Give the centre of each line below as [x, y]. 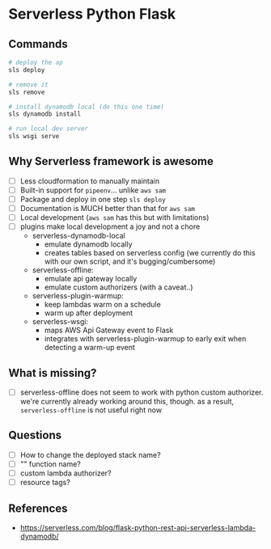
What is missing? [53, 373]
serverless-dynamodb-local [78, 236]
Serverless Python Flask [92, 14]
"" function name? [50, 464]
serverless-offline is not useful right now [91, 410]
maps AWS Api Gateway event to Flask [109, 330]
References [38, 508]
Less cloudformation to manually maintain [90, 181]
